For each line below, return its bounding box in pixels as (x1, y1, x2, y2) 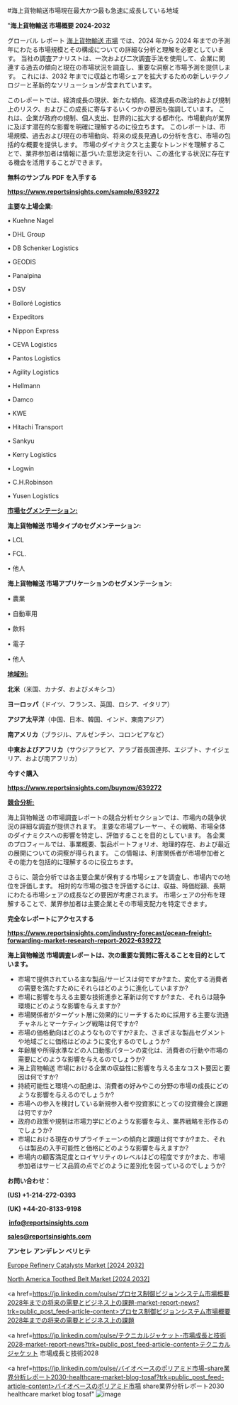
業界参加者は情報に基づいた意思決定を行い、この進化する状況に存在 (25, 149, 225, 158)
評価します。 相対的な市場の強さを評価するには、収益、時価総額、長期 (19, 882, 226, 890)
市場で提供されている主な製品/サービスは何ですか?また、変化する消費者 (17, 975, 228, 983)
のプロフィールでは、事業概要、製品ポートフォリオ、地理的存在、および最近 (7, 840, 230, 848)
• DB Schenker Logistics (7, 244, 79, 252)
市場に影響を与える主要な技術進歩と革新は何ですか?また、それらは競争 (17, 993, 226, 1001)
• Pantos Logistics (7, 354, 62, 362)
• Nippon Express (7, 326, 59, 335)
